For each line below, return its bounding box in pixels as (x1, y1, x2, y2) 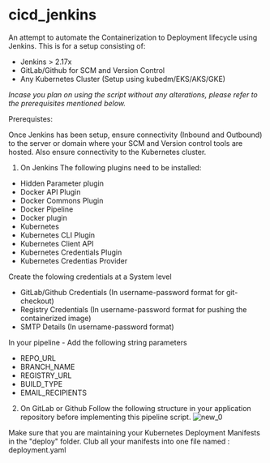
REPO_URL (19, 353, 57, 362)
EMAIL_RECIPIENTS (19, 388, 88, 397)
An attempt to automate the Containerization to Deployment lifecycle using (8, 32, 258, 42)
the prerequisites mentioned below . (8, 98, 126, 108)
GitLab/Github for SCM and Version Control (19, 65, 165, 75)
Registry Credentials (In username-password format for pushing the (19, 304, 247, 314)
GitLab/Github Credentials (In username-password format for (19, 287, 225, 297)
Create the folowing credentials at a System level (8, 272, 172, 281)
